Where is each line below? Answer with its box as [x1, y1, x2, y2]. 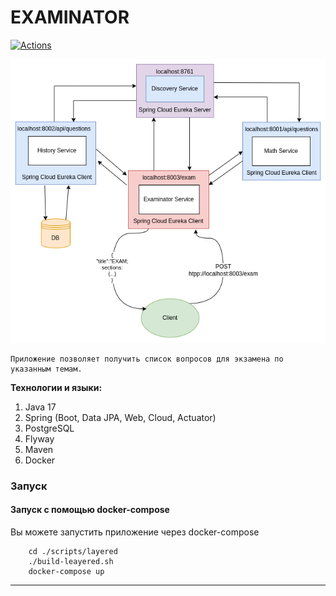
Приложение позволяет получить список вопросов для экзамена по [10, 354, 284, 364]
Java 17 [24, 401, 57, 413]
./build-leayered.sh [28, 556, 114, 566]
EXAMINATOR [10, 6, 130, 29]
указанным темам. [10, 364, 83, 374]
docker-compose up [28, 566, 105, 576]
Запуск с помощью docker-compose [10, 504, 170, 516]
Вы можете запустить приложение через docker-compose [10, 526, 260, 538]
